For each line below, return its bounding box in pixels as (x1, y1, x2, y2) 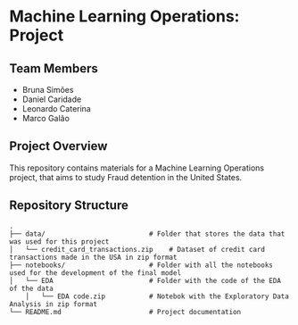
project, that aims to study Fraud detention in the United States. (9, 171, 243, 182)
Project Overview (9, 138, 108, 154)
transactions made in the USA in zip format (9, 253, 178, 262)
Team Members (9, 61, 98, 76)
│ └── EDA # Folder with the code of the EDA (9, 276, 281, 285)
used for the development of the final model (9, 268, 181, 278)
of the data (9, 284, 54, 293)
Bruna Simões (21, 85, 74, 95)
